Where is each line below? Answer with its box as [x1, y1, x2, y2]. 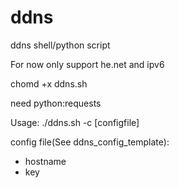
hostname [24, 155, 67, 167]
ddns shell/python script [10, 39, 111, 51]
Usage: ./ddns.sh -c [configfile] [10, 116, 140, 128]
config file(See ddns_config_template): [10, 136, 170, 148]
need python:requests [10, 97, 102, 109]
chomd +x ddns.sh [10, 77, 88, 90]
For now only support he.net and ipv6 [10, 58, 165, 70]
